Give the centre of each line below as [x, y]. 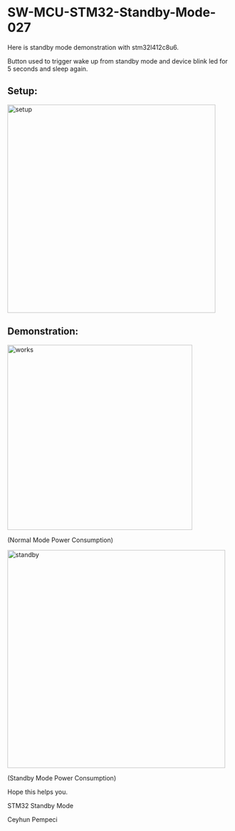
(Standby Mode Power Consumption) [62, 778]
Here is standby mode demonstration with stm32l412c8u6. [93, 47]
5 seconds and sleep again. [48, 68]
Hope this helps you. [38, 792]
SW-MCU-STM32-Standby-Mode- [112, 12]
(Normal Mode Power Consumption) [61, 540]
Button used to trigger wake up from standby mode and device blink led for [117, 61]
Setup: [22, 91]
